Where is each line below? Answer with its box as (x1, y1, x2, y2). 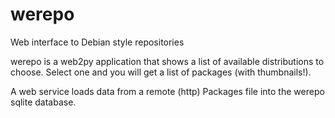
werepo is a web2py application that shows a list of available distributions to (10, 55, 325, 67)
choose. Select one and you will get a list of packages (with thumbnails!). (10, 66, 312, 78)
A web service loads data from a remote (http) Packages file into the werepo (10, 85, 325, 97)
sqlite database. (10, 96, 77, 108)
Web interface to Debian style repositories (10, 36, 185, 48)
